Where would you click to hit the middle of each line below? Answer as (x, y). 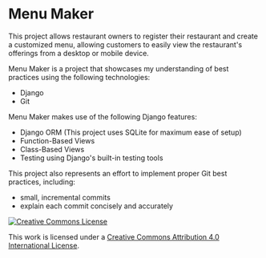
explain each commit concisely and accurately (97, 206)
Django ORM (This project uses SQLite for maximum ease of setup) (131, 132)
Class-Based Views (52, 149)
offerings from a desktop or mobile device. (79, 53)
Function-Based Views (57, 140)
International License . (44, 245)
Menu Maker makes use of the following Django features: (103, 116)
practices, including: (42, 182)
